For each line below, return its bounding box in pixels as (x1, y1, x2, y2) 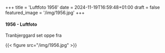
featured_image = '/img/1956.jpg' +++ (5, 10, 85, 16)
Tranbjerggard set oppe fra (5, 32, 62, 38)
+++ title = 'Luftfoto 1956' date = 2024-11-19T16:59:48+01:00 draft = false (5, 5, 160, 10)
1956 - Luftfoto (5, 21, 37, 27)
